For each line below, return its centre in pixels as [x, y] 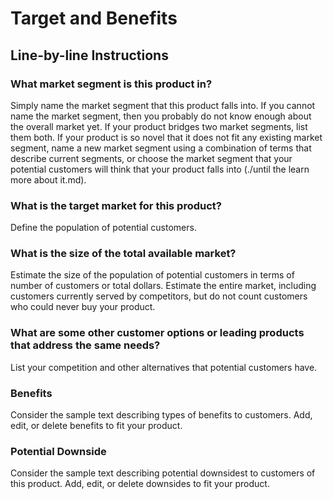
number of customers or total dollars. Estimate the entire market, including [163, 286]
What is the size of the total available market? [123, 254]
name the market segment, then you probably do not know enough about [161, 116]
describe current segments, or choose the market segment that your [151, 158]
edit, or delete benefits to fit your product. [96, 426]
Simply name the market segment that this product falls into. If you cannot [163, 105]
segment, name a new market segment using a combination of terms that [161, 148]
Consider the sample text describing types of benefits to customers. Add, [161, 415]
